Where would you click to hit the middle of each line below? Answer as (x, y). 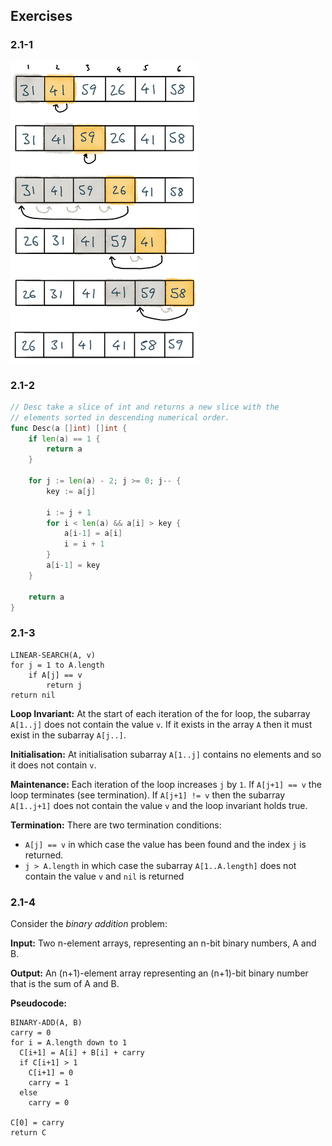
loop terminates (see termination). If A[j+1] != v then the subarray (148, 795)
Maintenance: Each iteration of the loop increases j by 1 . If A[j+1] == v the (166, 784)
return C (28, 1133)
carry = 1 (49, 1083)
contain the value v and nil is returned (104, 876)
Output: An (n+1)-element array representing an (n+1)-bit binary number (159, 973)
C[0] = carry (37, 1123)
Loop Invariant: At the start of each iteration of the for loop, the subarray (160, 713)
